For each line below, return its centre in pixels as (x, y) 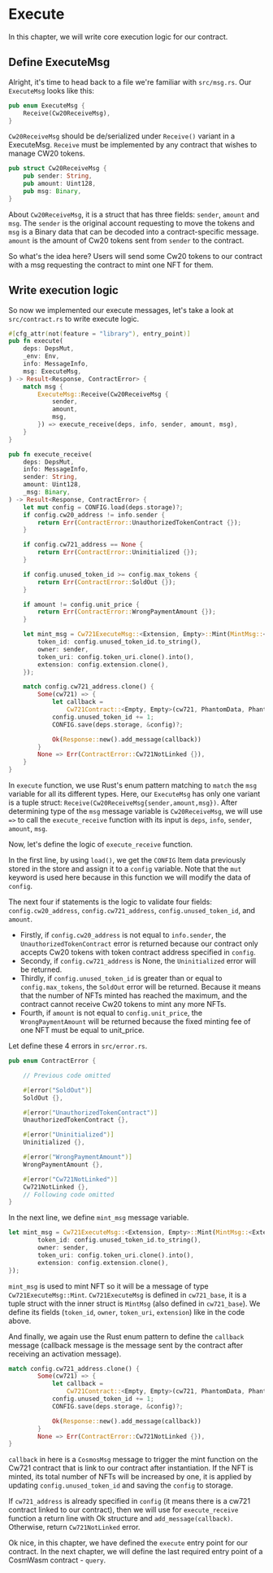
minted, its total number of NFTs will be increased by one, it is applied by (130, 1477)
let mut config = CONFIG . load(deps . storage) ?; (103, 507)
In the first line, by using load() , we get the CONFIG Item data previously (127, 860)
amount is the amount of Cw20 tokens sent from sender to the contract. (126, 240)
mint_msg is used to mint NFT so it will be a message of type (108, 1286)
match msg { (43, 387)
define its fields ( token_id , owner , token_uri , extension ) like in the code (127, 1312)
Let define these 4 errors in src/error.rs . (78, 1046)
